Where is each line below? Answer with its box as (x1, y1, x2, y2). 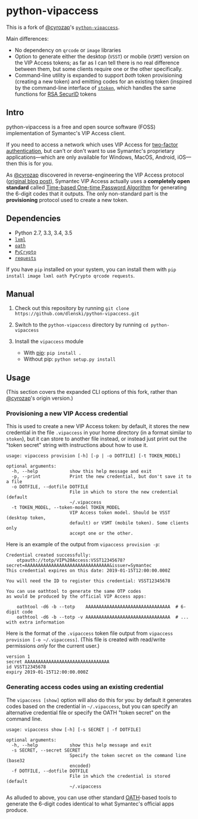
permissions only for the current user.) (6, 642, 100, 650)
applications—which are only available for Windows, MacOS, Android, (6, 154, 176, 161)
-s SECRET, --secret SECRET (11, 747, 81, 753)
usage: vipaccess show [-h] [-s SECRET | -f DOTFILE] (6, 726, 142, 733)
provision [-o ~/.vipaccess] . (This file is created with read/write (6, 636, 165, 643)
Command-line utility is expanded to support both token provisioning (14, 71, 183, 79)
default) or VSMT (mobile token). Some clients (69, 520, 189, 526)
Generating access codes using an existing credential (6, 683, 164, 691)
